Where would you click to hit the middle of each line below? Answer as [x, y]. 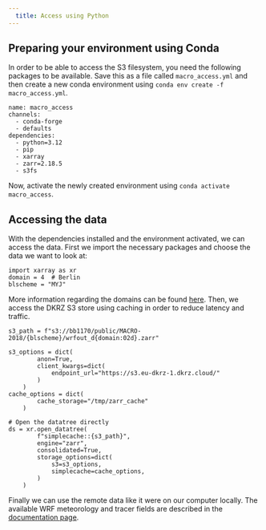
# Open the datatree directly [59, 423]
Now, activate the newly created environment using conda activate [119, 186]
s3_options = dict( [41, 352]
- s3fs [26, 171]
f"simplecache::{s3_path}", [84, 437]
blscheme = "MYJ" [37, 285]
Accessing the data [58, 219]
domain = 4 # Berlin [44, 277]
